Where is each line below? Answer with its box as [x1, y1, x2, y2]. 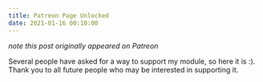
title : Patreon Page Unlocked [8, 11, 110, 20]
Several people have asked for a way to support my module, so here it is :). [8, 57, 256, 66]
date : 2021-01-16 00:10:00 [8, 19, 99, 27]
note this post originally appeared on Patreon [8, 41, 159, 50]
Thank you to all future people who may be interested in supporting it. [8, 64, 239, 74]
